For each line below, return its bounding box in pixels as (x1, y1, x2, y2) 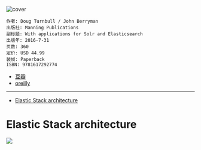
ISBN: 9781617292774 (6, 62, 58, 68)
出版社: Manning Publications (6, 25, 79, 30)
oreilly (14, 79, 31, 87)
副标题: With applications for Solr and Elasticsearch (6, 31, 143, 37)
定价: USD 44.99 (6, 50, 45, 56)
